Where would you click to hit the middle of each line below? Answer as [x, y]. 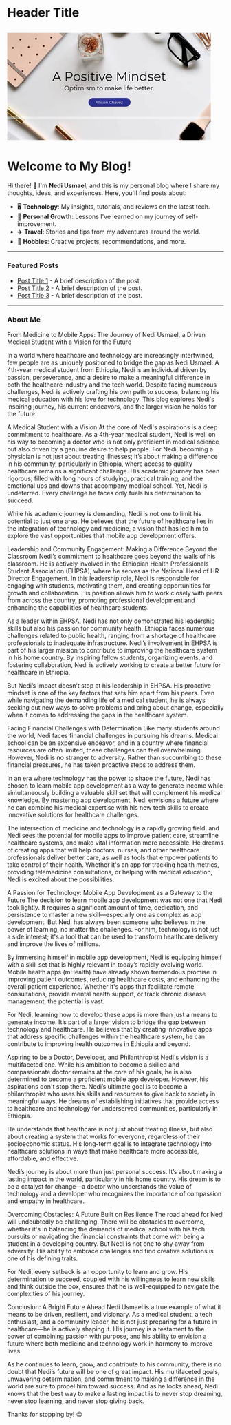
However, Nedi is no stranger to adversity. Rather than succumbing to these [114, 758]
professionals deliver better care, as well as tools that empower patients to [113, 858]
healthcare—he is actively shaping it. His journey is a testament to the [106, 1329]
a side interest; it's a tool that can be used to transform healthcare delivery [113, 937]
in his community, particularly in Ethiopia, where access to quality [100, 464]
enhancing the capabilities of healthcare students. [78, 608]
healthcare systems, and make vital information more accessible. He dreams [115, 843]
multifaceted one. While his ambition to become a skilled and [93, 1065]
